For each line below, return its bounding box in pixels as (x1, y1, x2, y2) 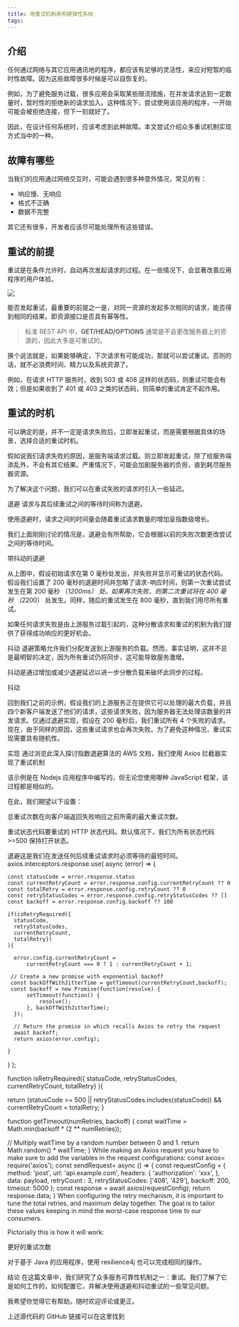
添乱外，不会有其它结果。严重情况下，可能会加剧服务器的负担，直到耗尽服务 (7, 460, 232, 469)
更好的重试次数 (7, 1242, 51, 1251)
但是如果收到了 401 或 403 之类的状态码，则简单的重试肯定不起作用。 (19, 384, 224, 393)
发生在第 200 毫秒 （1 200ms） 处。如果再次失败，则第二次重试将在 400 (7, 587, 219, 595)
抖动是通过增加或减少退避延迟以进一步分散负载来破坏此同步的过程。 (7, 668, 207, 676)
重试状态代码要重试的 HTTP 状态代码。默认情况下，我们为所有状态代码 (7, 827, 215, 836)
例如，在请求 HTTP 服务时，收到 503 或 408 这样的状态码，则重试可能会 (7, 375, 221, 383)
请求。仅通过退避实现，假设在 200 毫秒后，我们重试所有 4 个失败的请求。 (13, 716, 230, 724)
